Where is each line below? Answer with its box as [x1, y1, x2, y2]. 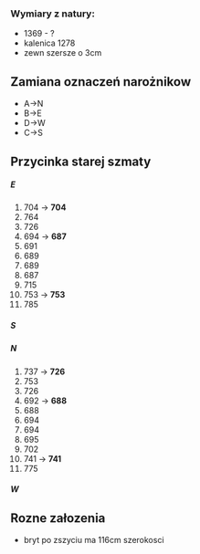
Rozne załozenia [10, 510, 106, 526]
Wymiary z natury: [10, 7, 95, 20]
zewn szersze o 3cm [23, 47, 102, 58]
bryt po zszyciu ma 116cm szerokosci [23, 535, 164, 546]
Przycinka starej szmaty [10, 153, 152, 169]
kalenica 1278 [23, 37, 76, 48]
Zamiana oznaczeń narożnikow [10, 74, 191, 89]
